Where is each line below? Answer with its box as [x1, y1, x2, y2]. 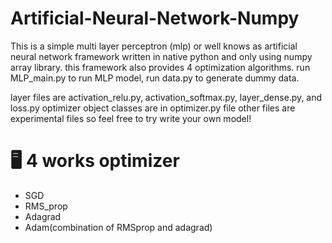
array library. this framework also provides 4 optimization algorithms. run [10, 61, 311, 73]
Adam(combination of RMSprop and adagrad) [24, 221, 213, 233]
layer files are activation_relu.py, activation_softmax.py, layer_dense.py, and [10, 91, 323, 103]
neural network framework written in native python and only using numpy [10, 50, 313, 62]
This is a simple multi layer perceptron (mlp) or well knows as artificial [10, 40, 298, 52]
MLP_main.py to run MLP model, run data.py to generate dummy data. [10, 72, 300, 84]
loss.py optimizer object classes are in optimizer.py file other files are [10, 102, 296, 114]
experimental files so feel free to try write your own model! [10, 112, 252, 124]
